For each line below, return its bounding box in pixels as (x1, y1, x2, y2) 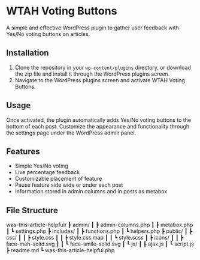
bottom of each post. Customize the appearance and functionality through (6, 122, 190, 130)
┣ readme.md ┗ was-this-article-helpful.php (6, 247, 115, 254)
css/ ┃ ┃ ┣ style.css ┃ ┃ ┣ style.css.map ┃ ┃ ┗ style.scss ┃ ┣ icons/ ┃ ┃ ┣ (6, 234, 184, 241)
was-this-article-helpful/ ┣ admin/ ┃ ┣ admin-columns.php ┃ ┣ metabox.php (6, 221, 193, 229)
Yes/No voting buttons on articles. (6, 30, 90, 37)
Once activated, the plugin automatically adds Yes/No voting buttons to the (6, 116, 192, 124)
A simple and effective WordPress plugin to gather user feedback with (6, 24, 180, 31)
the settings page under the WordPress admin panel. (6, 129, 137, 136)
